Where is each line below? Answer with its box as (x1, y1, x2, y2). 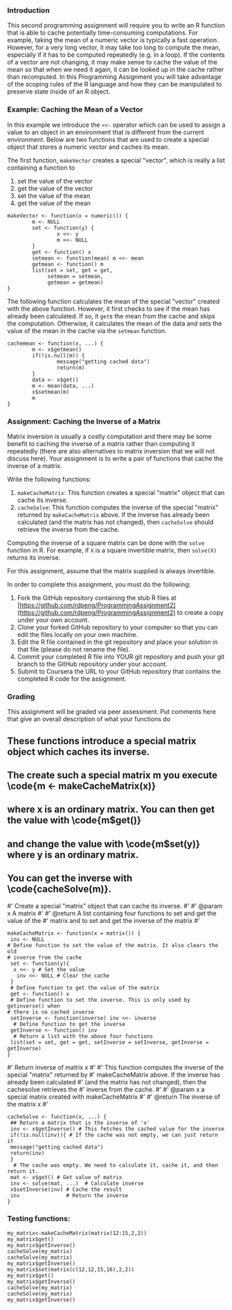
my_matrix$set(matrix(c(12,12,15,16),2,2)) (7, 1266, 135, 1273)
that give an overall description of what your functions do (7, 715, 171, 724)
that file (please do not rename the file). (17, 645, 130, 653)
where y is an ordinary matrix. (7, 849, 139, 861)
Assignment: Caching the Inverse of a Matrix (7, 416, 161, 426)
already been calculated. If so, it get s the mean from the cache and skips (7, 312, 216, 320)
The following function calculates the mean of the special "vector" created (7, 297, 220, 305)
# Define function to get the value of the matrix (10, 984, 159, 992)
